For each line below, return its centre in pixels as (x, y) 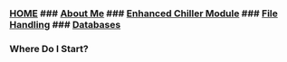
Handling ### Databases (65, 24)
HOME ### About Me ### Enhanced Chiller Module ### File (144, 13)
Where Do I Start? (49, 49)
